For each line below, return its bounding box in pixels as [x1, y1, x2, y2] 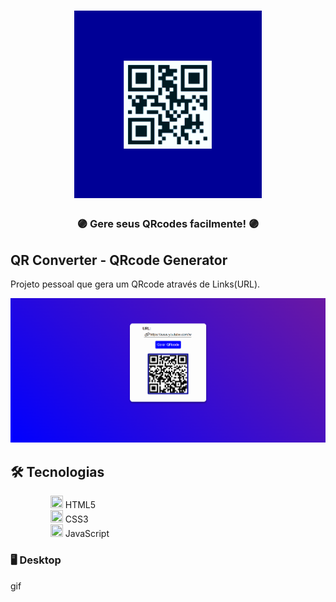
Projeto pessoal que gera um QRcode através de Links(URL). [10, 278, 261, 290]
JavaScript [64, 528, 110, 540]
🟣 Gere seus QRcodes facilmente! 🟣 [76, 217, 260, 231]
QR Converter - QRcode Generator [10, 251, 228, 269]
